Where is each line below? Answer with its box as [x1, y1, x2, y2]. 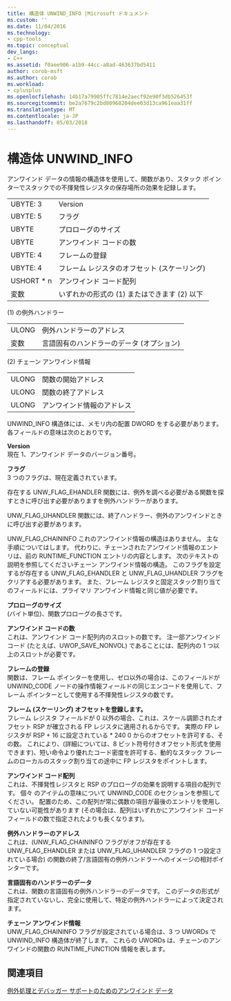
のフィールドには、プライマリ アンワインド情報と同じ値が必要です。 [7, 587, 201, 595]
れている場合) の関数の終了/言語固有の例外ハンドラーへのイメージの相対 [7, 856, 212, 864]
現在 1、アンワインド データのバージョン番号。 [7, 450, 140, 458]
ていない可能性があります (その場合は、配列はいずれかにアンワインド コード [7, 806, 224, 814]
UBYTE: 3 [10, 199, 43, 209]
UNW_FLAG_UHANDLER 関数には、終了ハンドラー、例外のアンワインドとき [7, 512, 223, 520]
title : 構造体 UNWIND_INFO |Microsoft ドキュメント [7, 10, 150, 17]
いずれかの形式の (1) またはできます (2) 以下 [58, 290, 203, 299]
